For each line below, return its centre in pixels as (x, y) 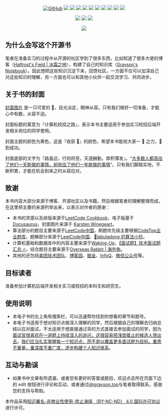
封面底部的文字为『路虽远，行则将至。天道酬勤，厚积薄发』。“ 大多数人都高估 (84, 158)
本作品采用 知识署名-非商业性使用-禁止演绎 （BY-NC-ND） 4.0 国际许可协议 (83, 401)
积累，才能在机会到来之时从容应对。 (46, 171)
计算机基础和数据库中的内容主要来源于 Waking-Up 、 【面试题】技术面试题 (86, 243)
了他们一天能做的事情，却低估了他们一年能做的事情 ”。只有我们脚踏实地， (81, 164)
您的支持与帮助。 (30, 390)
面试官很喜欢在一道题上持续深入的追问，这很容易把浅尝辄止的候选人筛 (85, 335)
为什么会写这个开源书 (38, 45)
